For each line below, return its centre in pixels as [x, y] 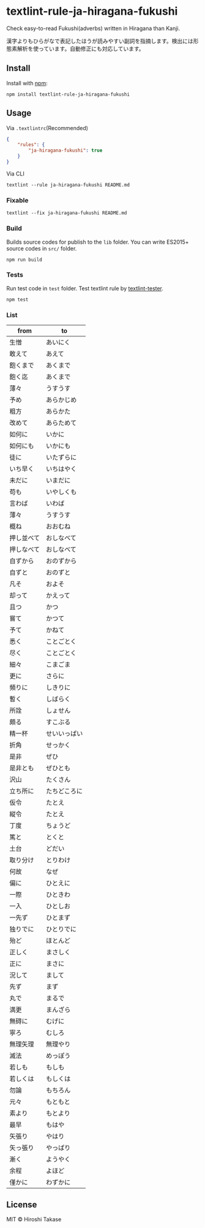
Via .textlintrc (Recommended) [47, 128]
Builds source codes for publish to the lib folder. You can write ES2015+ [98, 242]
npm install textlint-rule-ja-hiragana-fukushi [68, 94]
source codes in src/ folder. [42, 248]
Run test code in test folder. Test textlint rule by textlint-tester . [85, 288]
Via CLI [15, 174]
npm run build [24, 260]
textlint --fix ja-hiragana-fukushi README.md [67, 213]
